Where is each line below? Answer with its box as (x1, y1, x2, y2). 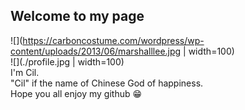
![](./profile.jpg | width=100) (10, 55, 125, 68)
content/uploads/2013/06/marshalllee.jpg (10, 45, 182, 57)
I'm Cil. (10, 66, 40, 78)
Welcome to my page (10, 8, 145, 25)
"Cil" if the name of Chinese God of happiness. (10, 77, 204, 89)
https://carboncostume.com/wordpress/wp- (22, 34, 205, 46)
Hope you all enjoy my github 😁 (10, 87, 143, 99)
